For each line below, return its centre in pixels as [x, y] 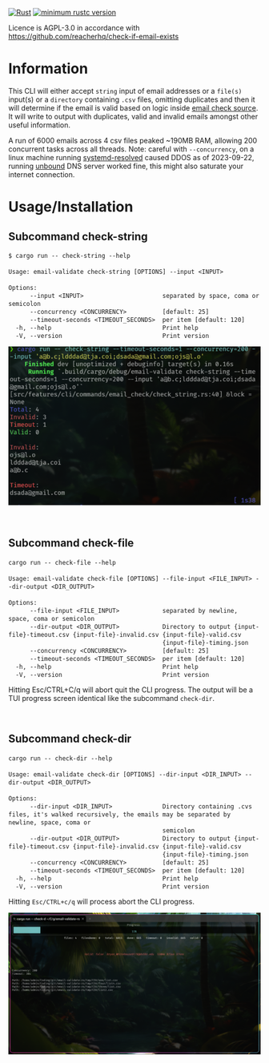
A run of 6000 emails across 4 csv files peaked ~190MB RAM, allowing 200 [133, 140]
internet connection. [42, 174]
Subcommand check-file [71, 544]
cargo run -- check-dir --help [60, 758]
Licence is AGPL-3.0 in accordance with [74, 28]
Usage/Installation [71, 207]
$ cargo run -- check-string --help [69, 256]
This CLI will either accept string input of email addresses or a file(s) [125, 91]
